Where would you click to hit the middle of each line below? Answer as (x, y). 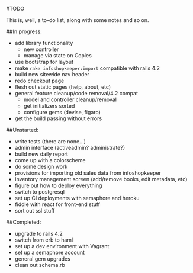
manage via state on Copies (57, 55)
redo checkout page (39, 81)
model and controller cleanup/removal (70, 99)
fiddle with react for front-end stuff (57, 204)
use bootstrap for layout (44, 62)
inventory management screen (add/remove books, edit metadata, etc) (101, 179)
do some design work (41, 166)
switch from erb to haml (44, 240)
